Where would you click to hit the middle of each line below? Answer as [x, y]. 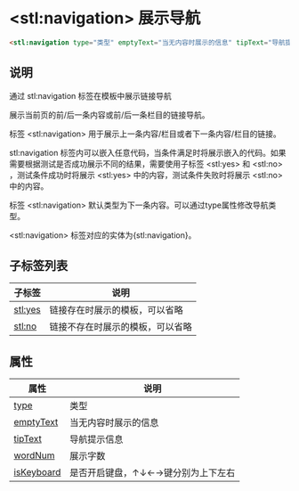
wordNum [34, 455]
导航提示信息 [97, 439]
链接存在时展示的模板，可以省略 [117, 310]
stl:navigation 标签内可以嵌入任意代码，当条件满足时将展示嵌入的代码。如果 [148, 152]
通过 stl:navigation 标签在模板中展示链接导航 [90, 95]
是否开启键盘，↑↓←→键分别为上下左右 [153, 473]
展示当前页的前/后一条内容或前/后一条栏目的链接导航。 [110, 115]
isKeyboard [37, 472]
